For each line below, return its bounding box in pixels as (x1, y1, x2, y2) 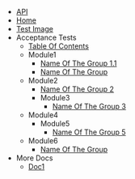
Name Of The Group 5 (52, 127, 127, 137)
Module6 (27, 136, 58, 145)
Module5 (40, 119, 70, 128)
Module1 (27, 50, 57, 59)
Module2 (27, 76, 58, 85)
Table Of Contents (27, 41, 89, 51)
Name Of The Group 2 (40, 84, 115, 94)
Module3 (40, 93, 70, 102)
